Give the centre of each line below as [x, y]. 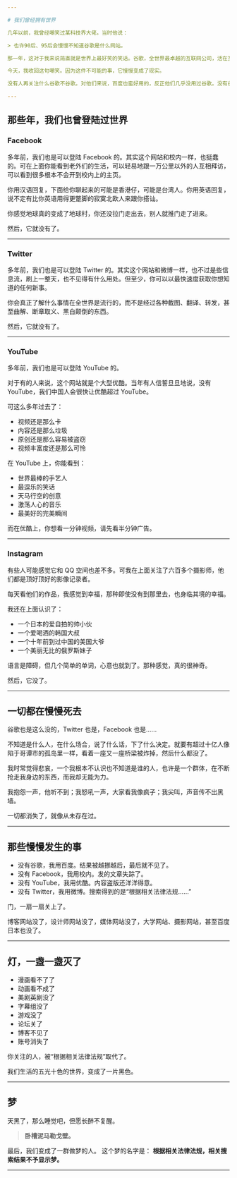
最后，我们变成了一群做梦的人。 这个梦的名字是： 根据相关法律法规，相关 [114, 1150]
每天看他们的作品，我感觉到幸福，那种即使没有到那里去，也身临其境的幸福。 [119, 594]
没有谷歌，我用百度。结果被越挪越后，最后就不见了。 [95, 866]
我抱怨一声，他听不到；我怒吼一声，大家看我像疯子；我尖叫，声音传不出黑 [115, 792]
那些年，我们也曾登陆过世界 [68, 120]
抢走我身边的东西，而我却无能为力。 [60, 777]
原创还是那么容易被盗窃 [51, 439]
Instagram [25, 554]
